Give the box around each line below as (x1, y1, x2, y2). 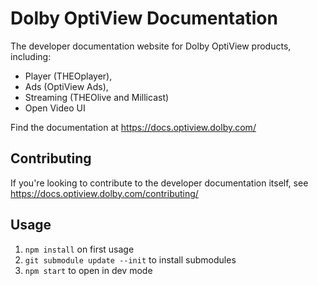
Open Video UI (24, 102, 86, 114)
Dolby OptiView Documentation (10, 7, 278, 30)
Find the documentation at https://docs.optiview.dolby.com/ (10, 121, 257, 133)
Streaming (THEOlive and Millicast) (24, 91, 170, 103)
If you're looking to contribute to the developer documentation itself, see (10, 177, 309, 189)
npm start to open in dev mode (24, 264, 153, 276)
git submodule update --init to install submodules (24, 253, 237, 266)
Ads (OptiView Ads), (24, 80, 109, 92)
